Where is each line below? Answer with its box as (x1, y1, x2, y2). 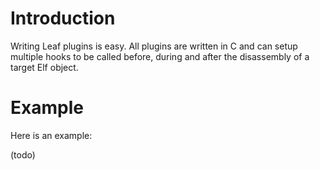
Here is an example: (10, 129, 93, 141)
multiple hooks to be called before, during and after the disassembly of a (10, 50, 310, 62)
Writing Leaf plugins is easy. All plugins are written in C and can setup (10, 40, 298, 52)
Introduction (10, 7, 116, 30)
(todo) (10, 148, 36, 161)
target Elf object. (10, 61, 79, 73)
